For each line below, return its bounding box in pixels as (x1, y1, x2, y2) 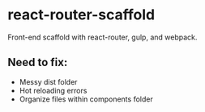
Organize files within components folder (19, 94, 153, 104)
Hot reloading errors (19, 85, 88, 95)
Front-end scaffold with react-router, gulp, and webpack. (7, 32, 198, 42)
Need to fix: (7, 56, 68, 69)
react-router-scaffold (7, 6, 156, 24)
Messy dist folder (19, 77, 78, 86)
